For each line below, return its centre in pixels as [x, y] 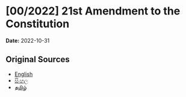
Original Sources [38, 59]
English [23, 74]
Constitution [38, 24]
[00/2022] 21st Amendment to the [93, 11]
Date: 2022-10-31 [28, 40]
